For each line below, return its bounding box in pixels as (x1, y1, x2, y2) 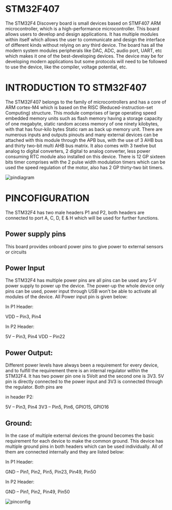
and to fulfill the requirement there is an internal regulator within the (5, 368, 148, 374)
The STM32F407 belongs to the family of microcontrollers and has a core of (5, 99, 166, 105)
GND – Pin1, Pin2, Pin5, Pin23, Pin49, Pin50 (5, 469, 97, 475)
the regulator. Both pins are (5, 384, 63, 390)
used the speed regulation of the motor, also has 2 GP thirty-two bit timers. (5, 164, 164, 170)
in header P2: (5, 394, 34, 400)
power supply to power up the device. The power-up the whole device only (5, 283, 164, 289)
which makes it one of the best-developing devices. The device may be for (5, 52, 164, 59)
